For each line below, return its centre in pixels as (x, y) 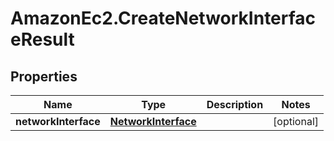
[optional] (296, 121)
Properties (44, 76)
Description (235, 104)
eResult (42, 39)
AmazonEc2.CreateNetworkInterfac (163, 18)
